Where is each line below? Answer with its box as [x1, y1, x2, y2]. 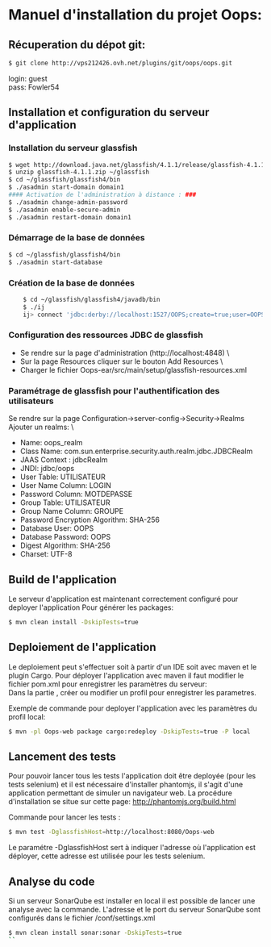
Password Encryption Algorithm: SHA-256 [19, 515, 160, 525]
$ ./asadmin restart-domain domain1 [8, 213, 131, 221]
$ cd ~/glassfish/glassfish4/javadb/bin [23, 295, 161, 303]
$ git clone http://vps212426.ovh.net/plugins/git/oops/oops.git [8, 59, 232, 67]
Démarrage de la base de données [8, 232, 145, 244]
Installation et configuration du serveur [8, 106, 210, 119]
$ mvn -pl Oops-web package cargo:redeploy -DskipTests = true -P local [8, 728, 251, 736]
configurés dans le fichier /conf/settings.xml [8, 913, 156, 923]
